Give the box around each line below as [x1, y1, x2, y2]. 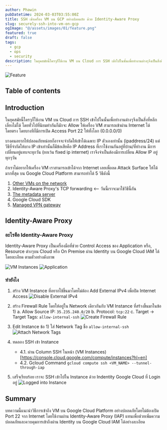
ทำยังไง [5, 277, 19, 284]
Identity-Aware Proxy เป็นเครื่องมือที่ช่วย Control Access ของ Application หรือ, [5, 243, 152, 249]
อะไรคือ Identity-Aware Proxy [5, 231, 74, 238]
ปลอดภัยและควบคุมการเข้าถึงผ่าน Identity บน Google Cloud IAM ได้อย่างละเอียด [5, 419, 145, 425]
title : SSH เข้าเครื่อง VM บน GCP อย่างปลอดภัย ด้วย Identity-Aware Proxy [5, 16, 140, 21]
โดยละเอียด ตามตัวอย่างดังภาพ [5, 254, 55, 260]
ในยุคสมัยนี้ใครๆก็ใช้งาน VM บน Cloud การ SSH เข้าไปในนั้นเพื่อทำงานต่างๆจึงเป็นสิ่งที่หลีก [5, 117, 158, 123]
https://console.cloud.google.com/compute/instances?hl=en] [21, 355, 148, 361]
